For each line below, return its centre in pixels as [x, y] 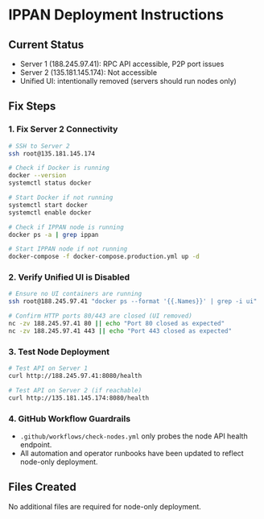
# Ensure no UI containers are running [75, 294]
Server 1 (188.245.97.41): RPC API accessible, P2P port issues [122, 64]
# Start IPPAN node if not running [68, 249]
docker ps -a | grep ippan [54, 235]
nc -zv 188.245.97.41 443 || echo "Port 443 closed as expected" [120, 331]
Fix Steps [32, 106]
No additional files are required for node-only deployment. [105, 506]
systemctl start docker [48, 205]
